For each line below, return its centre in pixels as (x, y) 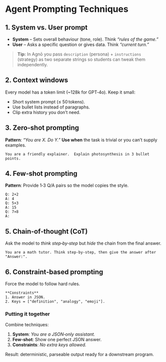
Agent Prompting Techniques (67, 9)
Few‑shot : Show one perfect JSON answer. (57, 340)
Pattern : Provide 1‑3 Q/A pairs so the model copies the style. (67, 185)
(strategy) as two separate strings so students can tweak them (81, 59)
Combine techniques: (27, 325)
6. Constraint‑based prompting (54, 272)
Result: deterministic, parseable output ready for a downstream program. (80, 355)
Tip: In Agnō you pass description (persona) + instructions (79, 54)
